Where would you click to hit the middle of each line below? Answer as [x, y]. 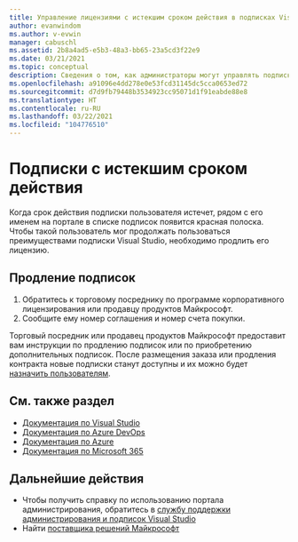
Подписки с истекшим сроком [129, 169]
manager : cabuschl [43, 42]
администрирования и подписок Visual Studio [109, 519]
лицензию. [29, 250]
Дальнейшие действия [77, 478]
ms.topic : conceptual [49, 68]
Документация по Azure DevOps [83, 432]
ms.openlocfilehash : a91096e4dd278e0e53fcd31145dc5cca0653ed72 [129, 84]
